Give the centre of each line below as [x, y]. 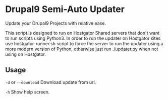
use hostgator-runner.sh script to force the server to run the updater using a [84, 43]
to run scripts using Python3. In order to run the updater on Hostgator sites [83, 38]
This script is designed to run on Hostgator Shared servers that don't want [82, 33]
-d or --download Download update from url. [51, 82]
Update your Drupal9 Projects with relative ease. [55, 23]
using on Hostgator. [26, 54]
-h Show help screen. [27, 92]
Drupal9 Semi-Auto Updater [65, 9]
